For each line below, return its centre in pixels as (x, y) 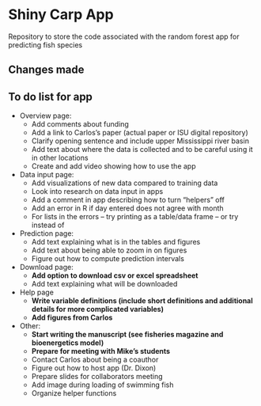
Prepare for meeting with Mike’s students (101, 351)
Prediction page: (46, 233)
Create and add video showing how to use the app (113, 166)
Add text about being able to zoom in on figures (109, 250)
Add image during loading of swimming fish (102, 385)
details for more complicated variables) (98, 309)
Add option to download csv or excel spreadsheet (115, 275)
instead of (48, 225)
